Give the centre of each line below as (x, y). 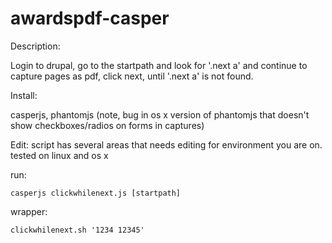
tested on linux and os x (59, 155)
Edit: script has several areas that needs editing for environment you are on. (166, 144)
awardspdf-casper (90, 18)
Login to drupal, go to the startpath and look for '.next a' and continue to (159, 65)
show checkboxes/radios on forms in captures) (107, 125)
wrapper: (29, 211)
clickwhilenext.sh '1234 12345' (77, 230)
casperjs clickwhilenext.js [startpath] (96, 193)
